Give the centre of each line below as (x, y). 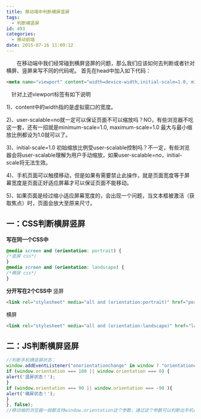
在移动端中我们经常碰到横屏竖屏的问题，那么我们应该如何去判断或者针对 (106, 63)
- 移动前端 (23, 40)
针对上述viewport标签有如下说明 (51, 94)
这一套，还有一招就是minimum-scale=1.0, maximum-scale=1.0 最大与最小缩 (99, 127)
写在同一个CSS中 (28, 239)
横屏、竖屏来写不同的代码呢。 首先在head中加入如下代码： (79, 70)
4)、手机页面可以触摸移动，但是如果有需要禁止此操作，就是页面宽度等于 (95, 175)
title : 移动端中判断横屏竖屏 (38, 12)
